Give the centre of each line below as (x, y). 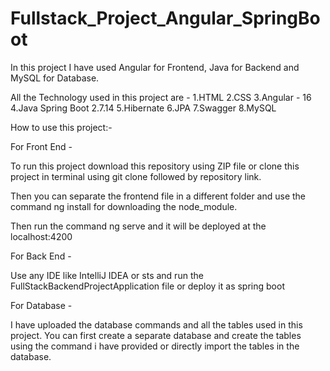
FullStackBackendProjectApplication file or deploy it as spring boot (147, 286)
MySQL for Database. (55, 78)
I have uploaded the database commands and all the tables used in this (156, 324)
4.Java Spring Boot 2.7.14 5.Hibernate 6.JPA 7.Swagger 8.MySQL (143, 108)
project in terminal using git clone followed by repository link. (136, 176)
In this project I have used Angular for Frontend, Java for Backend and (155, 67)
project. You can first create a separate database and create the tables (156, 335)
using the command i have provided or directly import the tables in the (155, 346)
